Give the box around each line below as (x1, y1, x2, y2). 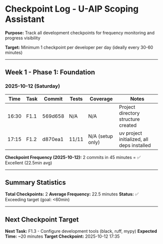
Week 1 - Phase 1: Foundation (5, 68, 96, 76)
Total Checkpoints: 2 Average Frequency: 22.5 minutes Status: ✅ (5, 191, 139, 197)
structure (118, 116, 140, 122)
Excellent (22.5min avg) (5, 159, 52, 166)
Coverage (89, 95, 113, 102)
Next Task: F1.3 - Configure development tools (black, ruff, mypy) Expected (5, 228, 157, 234)
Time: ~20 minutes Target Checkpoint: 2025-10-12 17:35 (5, 233, 120, 239)
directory (118, 109, 140, 116)
